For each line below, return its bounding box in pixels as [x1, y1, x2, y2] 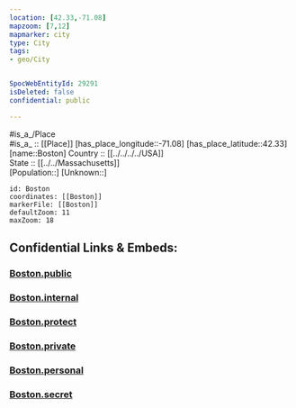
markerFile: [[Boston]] [9, 200, 99, 209]
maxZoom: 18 [9, 215, 54, 225]
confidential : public [9, 95, 91, 104]
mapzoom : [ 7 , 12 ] [9, 22, 70, 31]
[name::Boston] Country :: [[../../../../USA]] [9, 148, 165, 159]
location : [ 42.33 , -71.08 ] [9, 13, 106, 23]
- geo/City [9, 55, 50, 64]
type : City [9, 38, 50, 48]
